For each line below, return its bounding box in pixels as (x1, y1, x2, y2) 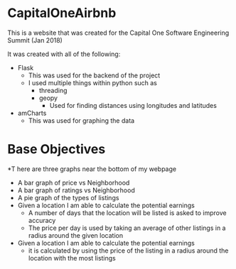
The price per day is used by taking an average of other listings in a (28, 224, 226, 232)
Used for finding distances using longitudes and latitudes (49, 101, 217, 109)
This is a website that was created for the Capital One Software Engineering (7, 28, 230, 37)
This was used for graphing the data (28, 116, 135, 125)
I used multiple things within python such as (28, 78, 158, 87)
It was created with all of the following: (7, 50, 121, 58)
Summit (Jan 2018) (7, 35, 63, 44)
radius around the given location (28, 231, 123, 239)
